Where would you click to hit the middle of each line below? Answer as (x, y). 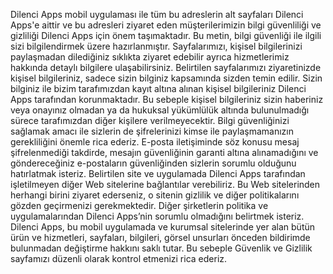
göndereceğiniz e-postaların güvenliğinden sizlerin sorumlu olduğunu (153, 163)
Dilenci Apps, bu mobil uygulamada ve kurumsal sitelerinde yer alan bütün (163, 227)
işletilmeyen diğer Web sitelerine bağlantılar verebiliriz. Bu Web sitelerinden (165, 184)
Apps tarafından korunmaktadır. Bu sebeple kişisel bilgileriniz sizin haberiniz (167, 99)
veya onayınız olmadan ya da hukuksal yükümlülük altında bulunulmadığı (160, 110)
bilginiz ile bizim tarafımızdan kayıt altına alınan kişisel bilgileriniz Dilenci (158, 88)
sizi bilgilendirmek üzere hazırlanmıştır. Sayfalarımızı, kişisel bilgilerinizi (156, 46)
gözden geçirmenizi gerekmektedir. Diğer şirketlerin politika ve (139, 205)
